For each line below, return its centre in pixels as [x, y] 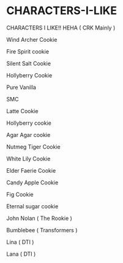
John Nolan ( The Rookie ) [39, 218]
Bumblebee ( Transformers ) [42, 230]
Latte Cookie [22, 111]
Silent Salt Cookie [28, 63]
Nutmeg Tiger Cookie [33, 147]
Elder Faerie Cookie [31, 170]
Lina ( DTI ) [20, 242]
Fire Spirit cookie [28, 51]
